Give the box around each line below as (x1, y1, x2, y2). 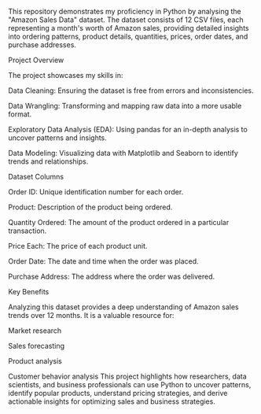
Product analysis (8, 357, 63, 365)
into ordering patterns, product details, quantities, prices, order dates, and (8, 31, 248, 41)
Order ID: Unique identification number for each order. (8, 187, 184, 196)
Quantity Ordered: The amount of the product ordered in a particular (8, 218, 230, 227)
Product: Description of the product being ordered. (8, 202, 173, 212)
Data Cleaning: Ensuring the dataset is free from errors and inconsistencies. (8, 86, 254, 95)
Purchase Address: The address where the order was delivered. (8, 272, 215, 281)
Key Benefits (8, 287, 50, 296)
